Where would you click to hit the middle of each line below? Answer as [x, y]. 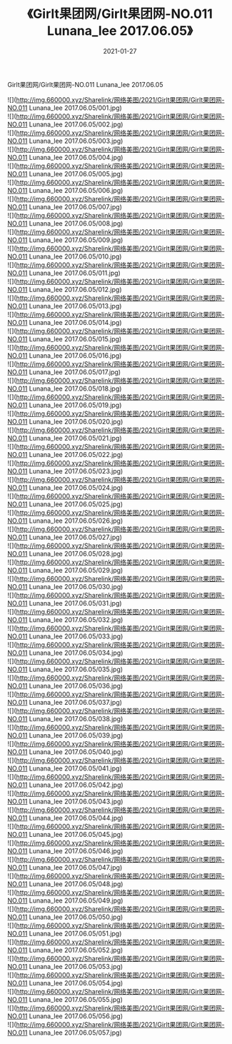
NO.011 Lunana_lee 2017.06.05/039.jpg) [65, 735]
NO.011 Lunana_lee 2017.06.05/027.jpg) [65, 537]
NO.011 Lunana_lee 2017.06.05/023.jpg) [65, 471]
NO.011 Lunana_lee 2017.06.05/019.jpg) [65, 405]
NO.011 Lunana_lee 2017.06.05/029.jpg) [65, 570]
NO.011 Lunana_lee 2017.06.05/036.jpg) [65, 686]
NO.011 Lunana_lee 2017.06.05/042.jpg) [65, 785]
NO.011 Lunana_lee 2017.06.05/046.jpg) [65, 850]
